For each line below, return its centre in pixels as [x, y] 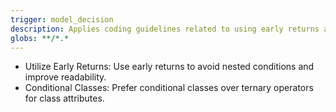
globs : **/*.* [40, 38]
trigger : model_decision [62, 19]
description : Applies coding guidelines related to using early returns [165, 29]
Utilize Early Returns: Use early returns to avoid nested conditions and [169, 67]
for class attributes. [64, 98]
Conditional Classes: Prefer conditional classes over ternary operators [169, 88]
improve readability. [65, 77]
